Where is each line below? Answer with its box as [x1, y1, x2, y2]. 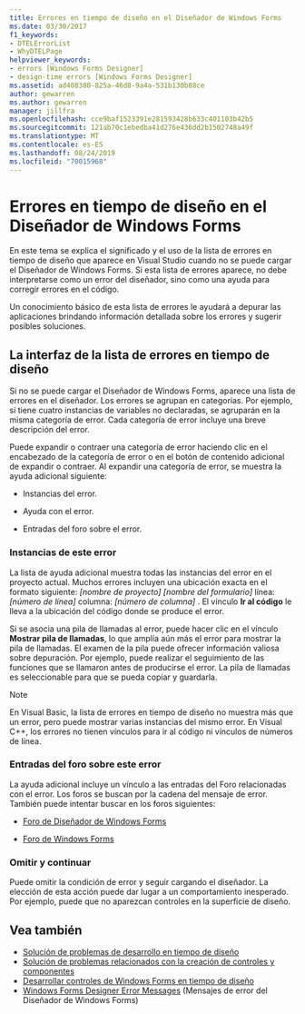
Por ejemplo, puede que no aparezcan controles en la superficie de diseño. [9, 896, 291, 907]
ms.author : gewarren [9, 97, 88, 107]
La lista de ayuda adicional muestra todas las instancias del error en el [9, 567, 272, 578]
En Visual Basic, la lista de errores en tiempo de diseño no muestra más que [9, 706, 293, 718]
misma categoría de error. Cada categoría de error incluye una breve [9, 414, 266, 425]
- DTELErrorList [9, 38, 71, 48]
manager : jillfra [9, 106, 75, 115]
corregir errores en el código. [9, 283, 120, 295]
